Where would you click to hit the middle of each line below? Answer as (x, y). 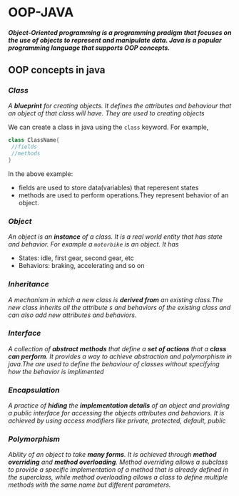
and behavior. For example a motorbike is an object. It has (93, 244)
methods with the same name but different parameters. (90, 485)
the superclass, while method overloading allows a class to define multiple (118, 477)
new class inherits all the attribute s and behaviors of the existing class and (119, 307)
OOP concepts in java (57, 70)
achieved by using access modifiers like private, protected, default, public (117, 420)
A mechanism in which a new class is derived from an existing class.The (116, 299)
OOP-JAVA (41, 12)
